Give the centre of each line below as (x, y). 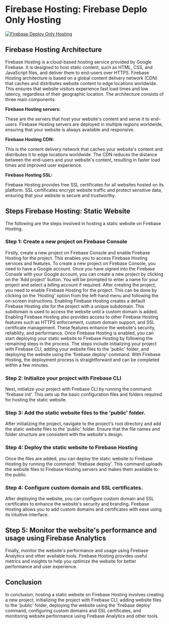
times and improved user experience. (44, 165)
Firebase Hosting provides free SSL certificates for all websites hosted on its (84, 184)
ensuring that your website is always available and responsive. (70, 129)
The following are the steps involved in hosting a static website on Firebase (83, 223)
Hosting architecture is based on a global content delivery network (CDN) (81, 78)
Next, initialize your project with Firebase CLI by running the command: (79, 389)
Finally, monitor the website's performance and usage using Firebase (77, 550)
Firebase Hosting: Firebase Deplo (76, 9)
